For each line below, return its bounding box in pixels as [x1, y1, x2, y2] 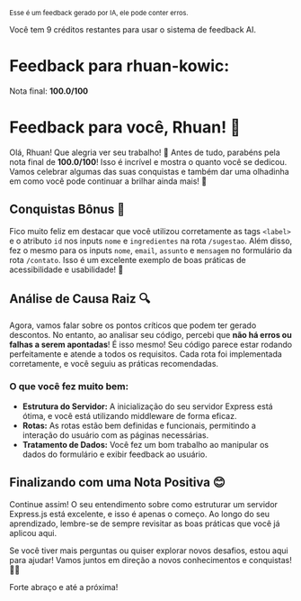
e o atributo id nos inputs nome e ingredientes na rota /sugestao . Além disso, [9, 235, 293, 246]
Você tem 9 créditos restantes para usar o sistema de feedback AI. [9, 24, 257, 35]
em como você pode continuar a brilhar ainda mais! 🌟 [9, 176, 208, 187]
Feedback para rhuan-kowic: [9, 56, 230, 77]
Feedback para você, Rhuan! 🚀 [9, 117, 241, 138]
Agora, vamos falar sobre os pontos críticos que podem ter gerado [9, 320, 257, 331]
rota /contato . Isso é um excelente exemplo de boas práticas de [9, 254, 246, 265]
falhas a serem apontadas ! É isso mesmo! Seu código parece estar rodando [9, 339, 293, 350]
